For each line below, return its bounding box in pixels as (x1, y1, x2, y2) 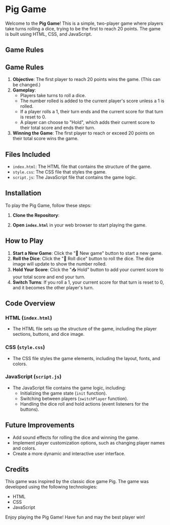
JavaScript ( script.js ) (5, 373, 62, 380)
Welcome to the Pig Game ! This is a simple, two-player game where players (5, 20, 163, 26)
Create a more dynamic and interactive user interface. (12, 450, 125, 456)
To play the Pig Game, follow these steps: (5, 202, 92, 208)
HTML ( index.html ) (5, 314, 52, 321)
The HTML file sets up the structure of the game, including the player (12, 326, 157, 332)
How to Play (5, 237, 44, 245)
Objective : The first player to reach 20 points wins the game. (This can (12, 76, 161, 82)
